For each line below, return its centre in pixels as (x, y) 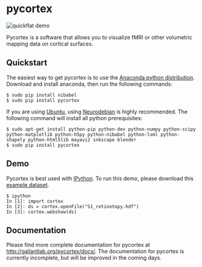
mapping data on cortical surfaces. (50, 44)
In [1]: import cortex (35, 201)
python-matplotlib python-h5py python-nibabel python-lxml (82, 134)
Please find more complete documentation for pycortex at (78, 245)
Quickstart (27, 63)
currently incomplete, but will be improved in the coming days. (84, 258)
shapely (16, 140)
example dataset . (28, 184)
